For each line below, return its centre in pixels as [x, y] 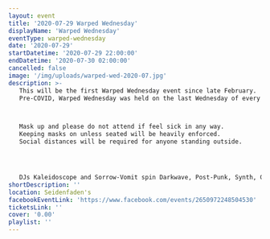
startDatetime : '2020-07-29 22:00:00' [73, 53]
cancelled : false [37, 68]
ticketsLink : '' [35, 207]
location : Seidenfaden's [50, 192]
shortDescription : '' [45, 185]
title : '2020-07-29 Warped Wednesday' [73, 23]
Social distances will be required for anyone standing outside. [131, 142]
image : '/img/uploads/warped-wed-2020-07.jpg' [88, 76]
